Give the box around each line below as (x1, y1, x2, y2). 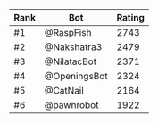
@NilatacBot (44, 55, 96, 68)
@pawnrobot (44, 99, 99, 111)
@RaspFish (44, 27, 92, 38)
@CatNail (44, 85, 85, 96)
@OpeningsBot (44, 70, 109, 82)
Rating (116, 12, 146, 23)
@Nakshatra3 (44, 41, 103, 53)
